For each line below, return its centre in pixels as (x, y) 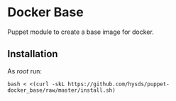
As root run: (25, 71)
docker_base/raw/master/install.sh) (61, 90)
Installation (33, 54)
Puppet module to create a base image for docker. (81, 32)
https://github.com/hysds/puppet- (119, 84)
